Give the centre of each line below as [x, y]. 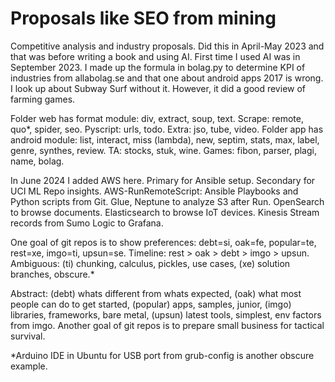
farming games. [43, 99]
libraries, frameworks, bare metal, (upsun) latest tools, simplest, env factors [166, 314]
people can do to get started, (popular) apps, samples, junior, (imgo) [151, 304]
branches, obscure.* [52, 274]
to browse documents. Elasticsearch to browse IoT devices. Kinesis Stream [165, 212]
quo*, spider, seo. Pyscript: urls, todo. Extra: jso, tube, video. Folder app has [167, 129]
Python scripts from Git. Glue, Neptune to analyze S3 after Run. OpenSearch [167, 201]
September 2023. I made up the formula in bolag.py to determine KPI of [158, 67]
